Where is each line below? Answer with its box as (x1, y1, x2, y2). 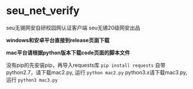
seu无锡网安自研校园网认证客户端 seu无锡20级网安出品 (6, 24, 140, 31)
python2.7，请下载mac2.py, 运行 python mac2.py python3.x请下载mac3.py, (6, 69, 188, 76)
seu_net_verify (6, 4, 80, 18)
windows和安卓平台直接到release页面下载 (6, 36, 110, 43)
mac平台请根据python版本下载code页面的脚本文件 (6, 49, 130, 56)
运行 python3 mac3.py (6, 76, 58, 83)
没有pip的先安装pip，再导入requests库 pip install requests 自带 (6, 61, 166, 69)
